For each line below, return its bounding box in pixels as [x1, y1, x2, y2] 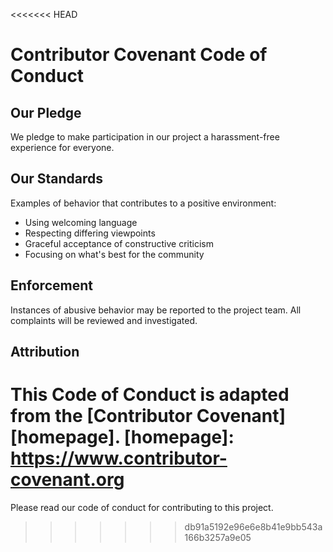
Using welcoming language [24, 216, 138, 228]
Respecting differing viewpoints [24, 227, 156, 239]
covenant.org [10, 469, 125, 491]
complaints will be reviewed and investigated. [10, 314, 198, 326]
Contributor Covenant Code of [10, 44, 268, 66]
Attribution [10, 344, 80, 361]
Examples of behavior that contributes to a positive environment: [10, 197, 277, 209]
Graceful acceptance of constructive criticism [24, 237, 214, 249]
